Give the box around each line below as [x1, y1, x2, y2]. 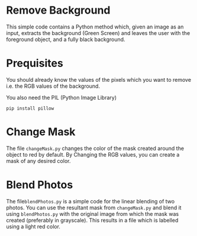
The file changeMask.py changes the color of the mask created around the [6, 145, 185, 152]
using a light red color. [6, 223, 61, 230]
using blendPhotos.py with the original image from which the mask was [6, 210, 179, 217]
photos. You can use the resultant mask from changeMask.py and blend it [6, 204, 182, 211]
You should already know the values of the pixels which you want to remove [6, 76, 191, 83]
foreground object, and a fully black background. [6, 36, 125, 43]
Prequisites [6, 57, 63, 70]
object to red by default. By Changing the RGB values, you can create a [6, 151, 180, 158]
